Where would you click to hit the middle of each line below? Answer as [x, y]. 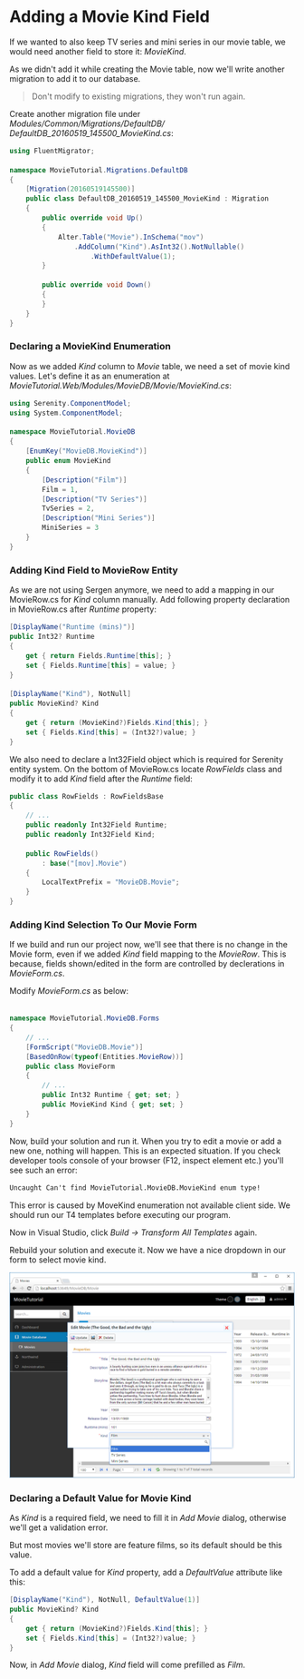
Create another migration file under [75, 113]
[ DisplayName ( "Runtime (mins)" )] [72, 627]
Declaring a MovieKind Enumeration [90, 347]
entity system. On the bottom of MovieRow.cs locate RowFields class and [146, 769]
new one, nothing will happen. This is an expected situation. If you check [145, 1151]
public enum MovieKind [68, 461]
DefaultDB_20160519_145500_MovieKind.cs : [91, 133]
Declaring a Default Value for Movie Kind [100, 1497]
